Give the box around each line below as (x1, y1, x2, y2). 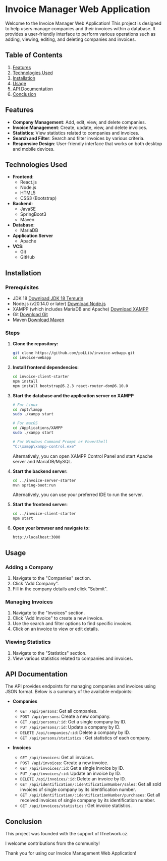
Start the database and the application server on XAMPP (12, 392, 134, 399)
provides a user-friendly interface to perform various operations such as (5, 31, 156, 37)
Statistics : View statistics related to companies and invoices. (12, 130, 140, 136)
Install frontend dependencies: (12, 364, 79, 371)
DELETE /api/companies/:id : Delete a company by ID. (20, 729, 130, 735)
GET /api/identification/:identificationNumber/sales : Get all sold (20, 781, 161, 787)
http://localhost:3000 (12, 535, 61, 540)
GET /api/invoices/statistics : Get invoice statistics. (20, 803, 132, 809)
